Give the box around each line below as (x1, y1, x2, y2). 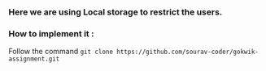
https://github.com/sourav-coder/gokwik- (116, 48, 259, 56)
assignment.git (8, 55, 60, 63)
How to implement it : (8, 27, 94, 39)
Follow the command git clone (8, 47, 114, 56)
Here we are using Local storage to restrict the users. (8, 6, 223, 18)
